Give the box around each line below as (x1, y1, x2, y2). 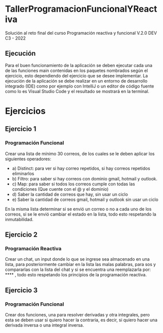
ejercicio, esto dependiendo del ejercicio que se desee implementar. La (5, 72, 148, 79)
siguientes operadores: (5, 155, 52, 162)
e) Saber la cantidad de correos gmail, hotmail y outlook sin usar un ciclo (12, 197, 159, 202)
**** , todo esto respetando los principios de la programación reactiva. (5, 272, 147, 278)
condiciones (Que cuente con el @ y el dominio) (12, 186, 109, 192)
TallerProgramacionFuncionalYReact (5, 3, 157, 15)
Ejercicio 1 (5, 125, 36, 133)
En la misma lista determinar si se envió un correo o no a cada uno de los (5, 206, 152, 212)
